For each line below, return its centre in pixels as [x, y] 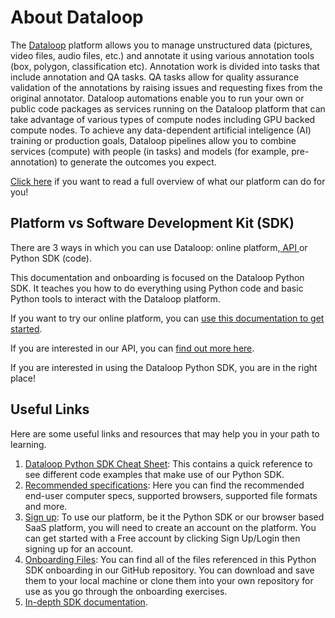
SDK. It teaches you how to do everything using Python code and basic [157, 288]
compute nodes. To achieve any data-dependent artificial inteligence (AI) [161, 130]
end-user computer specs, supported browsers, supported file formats [171, 495]
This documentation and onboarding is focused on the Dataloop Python [157, 277]
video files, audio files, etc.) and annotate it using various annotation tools [162, 55]
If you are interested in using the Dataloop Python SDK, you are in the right [164, 367]
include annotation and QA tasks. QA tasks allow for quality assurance [155, 77]
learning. [28, 444]
